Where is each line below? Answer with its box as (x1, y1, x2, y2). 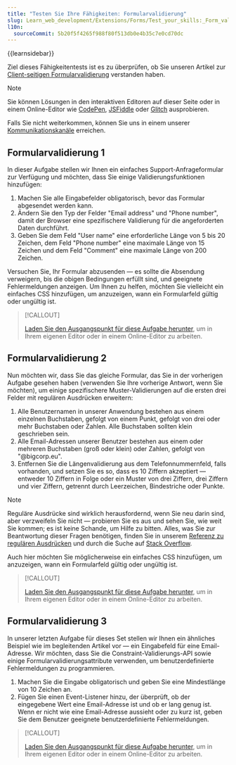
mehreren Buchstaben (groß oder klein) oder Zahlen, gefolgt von (17, 444, 205, 453)
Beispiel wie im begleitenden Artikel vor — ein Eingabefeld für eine (7, 641, 200, 650)
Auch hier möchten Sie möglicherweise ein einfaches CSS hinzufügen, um (7, 552, 223, 561)
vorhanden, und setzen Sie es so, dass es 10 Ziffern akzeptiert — (17, 467, 206, 475)
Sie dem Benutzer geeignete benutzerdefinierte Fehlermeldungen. (17, 715, 209, 723)
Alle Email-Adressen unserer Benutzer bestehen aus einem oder (17, 437, 204, 445)
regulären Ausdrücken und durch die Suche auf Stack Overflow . (7, 539, 192, 548)
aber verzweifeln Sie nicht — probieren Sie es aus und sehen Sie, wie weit (7, 517, 222, 525)
